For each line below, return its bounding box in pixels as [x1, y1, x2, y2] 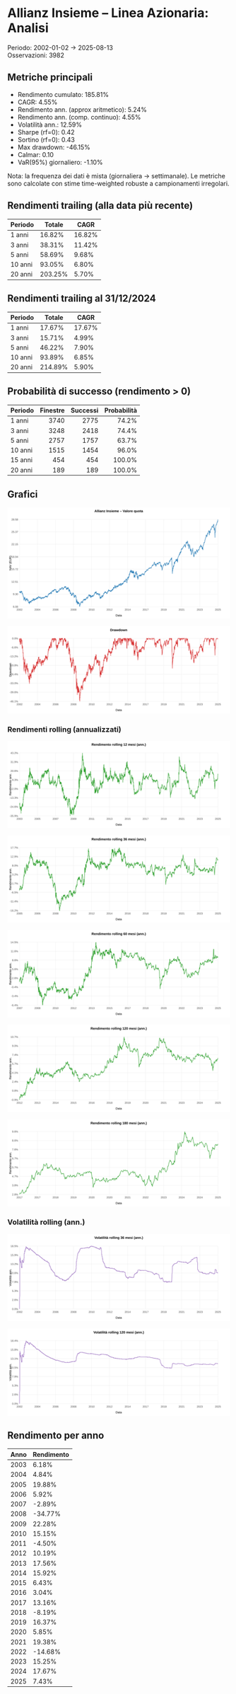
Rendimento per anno [7, 1429, 105, 1441]
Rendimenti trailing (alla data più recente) [7, 200, 193, 212]
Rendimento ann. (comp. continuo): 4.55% [17, 113, 141, 121]
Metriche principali [7, 71, 93, 83]
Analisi [7, 20, 49, 36]
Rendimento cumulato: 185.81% [17, 90, 110, 98]
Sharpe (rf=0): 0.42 [17, 127, 76, 136]
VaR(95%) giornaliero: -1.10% [17, 158, 104, 166]
